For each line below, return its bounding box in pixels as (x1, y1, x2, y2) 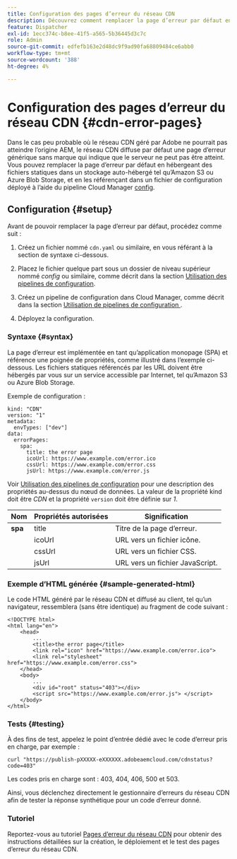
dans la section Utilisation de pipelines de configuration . (17, 301, 183, 309)
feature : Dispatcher (7, 23, 68, 30)
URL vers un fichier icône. (115, 535, 201, 545)
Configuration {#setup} (7, 203, 113, 215)
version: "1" (7, 411, 46, 419)
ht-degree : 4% (7, 63, 49, 70)
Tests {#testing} (7, 718, 65, 728)
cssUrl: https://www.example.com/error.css (25, 461, 157, 468)
